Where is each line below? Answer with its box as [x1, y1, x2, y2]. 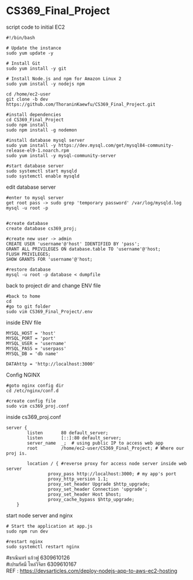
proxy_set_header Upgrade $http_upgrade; [47, 481, 150, 487]
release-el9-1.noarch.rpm [6, 148, 69, 153]
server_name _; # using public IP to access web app [27, 440, 164, 446]
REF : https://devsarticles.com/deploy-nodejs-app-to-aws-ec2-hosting [6, 567, 177, 574]
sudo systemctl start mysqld [6, 168, 77, 174]
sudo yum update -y [6, 50, 54, 56]
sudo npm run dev [6, 528, 49, 534]
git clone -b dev [6, 96, 49, 102]
